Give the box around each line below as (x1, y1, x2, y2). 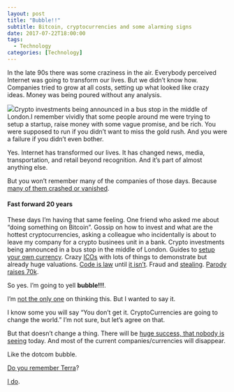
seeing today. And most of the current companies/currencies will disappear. (7, 337, 226, 345)
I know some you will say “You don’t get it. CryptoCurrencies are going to (7, 308, 219, 317)
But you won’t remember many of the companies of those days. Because (7, 176, 217, 185)
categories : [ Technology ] (7, 50, 82, 57)
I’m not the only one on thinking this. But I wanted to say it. (7, 295, 176, 303)
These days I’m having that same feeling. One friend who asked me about (7, 216, 219, 224)
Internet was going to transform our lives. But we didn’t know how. (7, 75, 198, 84)
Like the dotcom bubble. (7, 350, 78, 358)
